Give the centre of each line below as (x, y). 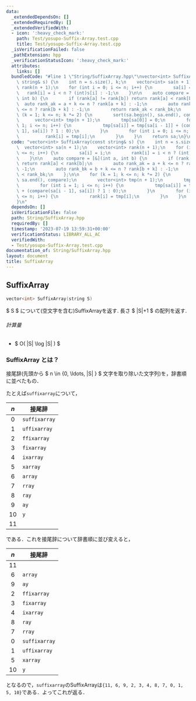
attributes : (26, 66)
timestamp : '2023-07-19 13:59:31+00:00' (61, 229)
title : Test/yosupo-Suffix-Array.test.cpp (69, 44)
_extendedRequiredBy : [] (41, 22)
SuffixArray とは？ (33, 360)
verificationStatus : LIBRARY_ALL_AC (56, 234)
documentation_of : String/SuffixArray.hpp (58, 251)
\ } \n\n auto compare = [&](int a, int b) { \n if (95, 158)
